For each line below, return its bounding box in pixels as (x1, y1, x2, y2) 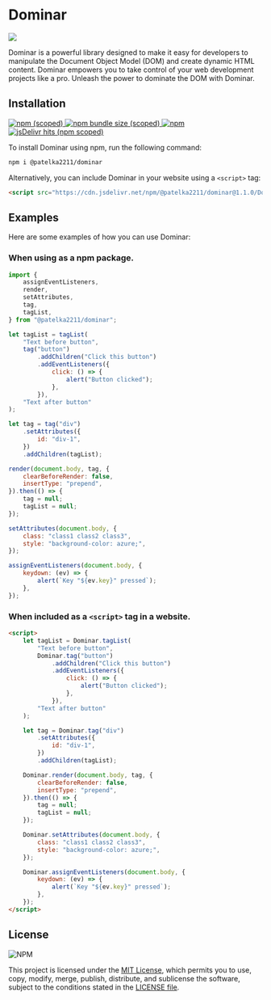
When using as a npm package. (8, 252, 135, 264)
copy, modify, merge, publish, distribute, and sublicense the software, (8, 973, 240, 983)
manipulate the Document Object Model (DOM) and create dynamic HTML (8, 56, 256, 65)
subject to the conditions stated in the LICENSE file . (8, 982, 180, 992)
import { (8, 271, 38, 279)
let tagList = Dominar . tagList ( (23, 636, 131, 644)
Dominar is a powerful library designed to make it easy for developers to (8, 47, 248, 57)
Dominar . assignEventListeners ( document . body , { (23, 867, 186, 876)
